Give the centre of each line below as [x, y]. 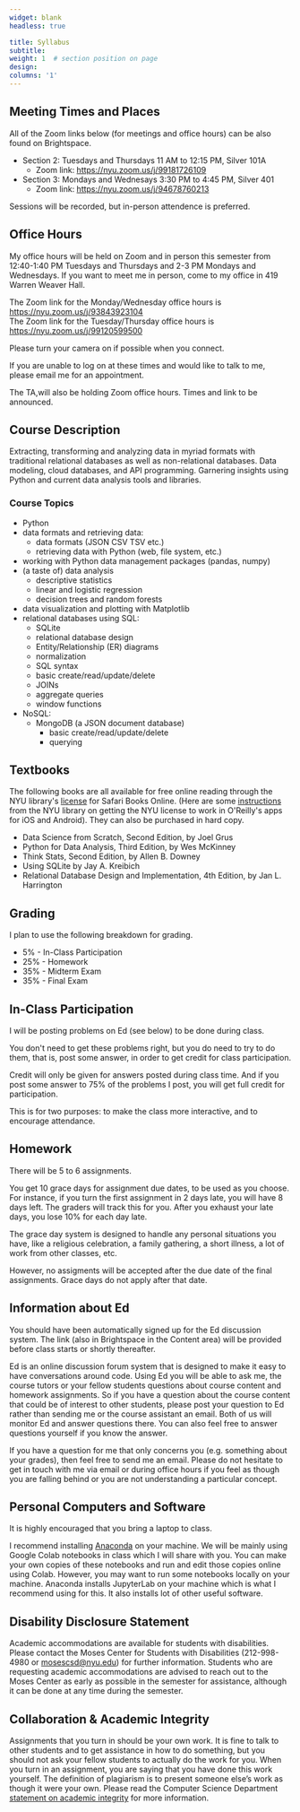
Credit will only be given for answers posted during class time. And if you [144, 1075]
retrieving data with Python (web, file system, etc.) [129, 551]
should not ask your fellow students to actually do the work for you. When [146, 1760]
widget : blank [36, 17]
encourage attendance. [52, 1121]
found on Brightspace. [51, 143]
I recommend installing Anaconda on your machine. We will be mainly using [149, 1546]
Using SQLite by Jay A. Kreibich [81, 866]
